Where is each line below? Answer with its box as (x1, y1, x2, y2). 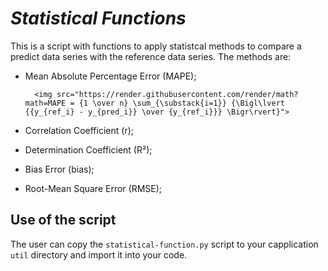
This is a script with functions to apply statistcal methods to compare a (10, 40, 302, 52)
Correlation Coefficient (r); (24, 124, 134, 136)
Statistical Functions (10, 7, 187, 30)
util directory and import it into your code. (10, 248, 188, 261)
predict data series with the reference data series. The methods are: (10, 50, 292, 62)
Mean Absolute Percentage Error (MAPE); (24, 70, 197, 82)
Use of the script (10, 212, 117, 229)
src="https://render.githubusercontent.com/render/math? (56, 89, 299, 99)
